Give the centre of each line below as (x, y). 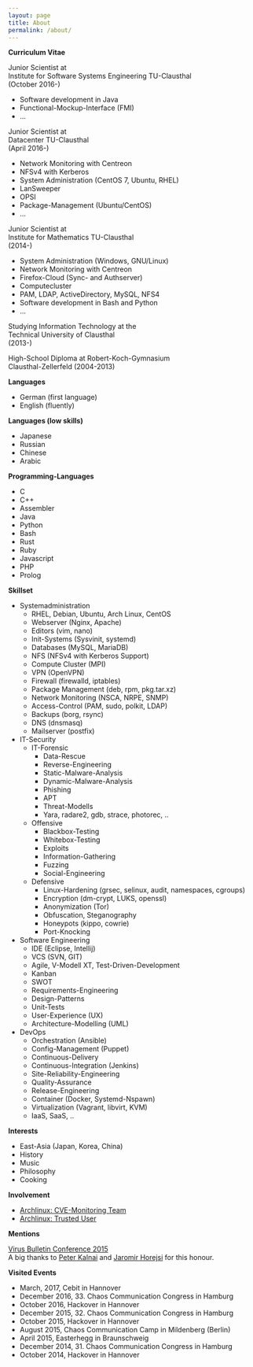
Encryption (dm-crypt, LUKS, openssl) (105, 899)
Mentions (24, 1234)
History (31, 1155)
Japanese (36, 436)
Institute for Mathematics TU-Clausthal (71, 238)
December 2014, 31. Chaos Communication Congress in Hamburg (126, 1347)
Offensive (47, 823)
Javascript (37, 559)
